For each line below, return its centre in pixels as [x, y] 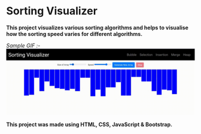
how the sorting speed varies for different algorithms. [74, 33]
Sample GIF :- [23, 45]
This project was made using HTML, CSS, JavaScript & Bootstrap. [89, 124]
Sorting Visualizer [52, 11]
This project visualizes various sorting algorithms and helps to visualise [97, 28]
